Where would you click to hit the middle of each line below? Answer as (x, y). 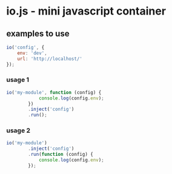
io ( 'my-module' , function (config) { (54, 92)
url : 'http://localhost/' (50, 59)
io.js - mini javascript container (86, 11)
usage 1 (18, 80)
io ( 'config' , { (25, 47)
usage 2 (18, 130)
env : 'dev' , (32, 53)
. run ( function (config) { (61, 155)
